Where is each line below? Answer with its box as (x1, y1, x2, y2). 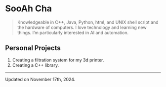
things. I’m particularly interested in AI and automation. (17, 29, 129, 35)
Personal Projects (5, 44, 61, 52)
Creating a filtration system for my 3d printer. (12, 57, 104, 63)
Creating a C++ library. (12, 62, 59, 68)
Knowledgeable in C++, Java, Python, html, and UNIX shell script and (17, 19, 159, 25)
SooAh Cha (5, 3, 52, 14)
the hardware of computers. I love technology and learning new (17, 24, 147, 30)
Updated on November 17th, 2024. (5, 76, 76, 82)
